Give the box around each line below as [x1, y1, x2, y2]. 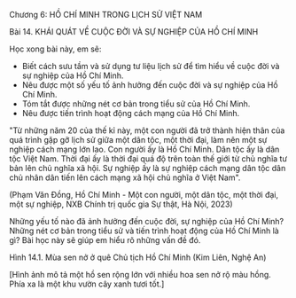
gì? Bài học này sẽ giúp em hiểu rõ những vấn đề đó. [9, 235, 201, 245]
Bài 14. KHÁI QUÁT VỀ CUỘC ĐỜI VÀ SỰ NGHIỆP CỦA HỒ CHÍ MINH [9, 27, 259, 36]
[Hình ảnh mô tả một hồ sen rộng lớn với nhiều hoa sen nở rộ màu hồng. [9, 270, 272, 279]
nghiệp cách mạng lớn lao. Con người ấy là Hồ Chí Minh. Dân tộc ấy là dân [9, 144, 280, 154]
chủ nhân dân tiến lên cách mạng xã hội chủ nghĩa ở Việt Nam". [9, 172, 241, 183]
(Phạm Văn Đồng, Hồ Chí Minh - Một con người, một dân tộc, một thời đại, [9, 190, 279, 200]
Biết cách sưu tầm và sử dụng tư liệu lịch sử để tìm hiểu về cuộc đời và [21, 61, 280, 71]
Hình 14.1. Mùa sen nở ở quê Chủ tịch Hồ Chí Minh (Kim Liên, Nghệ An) [9, 252, 267, 263]
